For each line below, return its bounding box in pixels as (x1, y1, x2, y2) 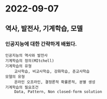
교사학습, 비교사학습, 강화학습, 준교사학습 (14, 68, 90, 74)
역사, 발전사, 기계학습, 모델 (5, 24, 83, 32)
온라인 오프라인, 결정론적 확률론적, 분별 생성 (14, 79, 95, 84)
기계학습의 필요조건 (5, 84, 39, 90)
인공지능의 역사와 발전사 (5, 53, 48, 58)
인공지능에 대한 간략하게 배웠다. (5, 40, 77, 47)
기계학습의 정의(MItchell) (5, 58, 54, 63)
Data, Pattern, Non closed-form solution (14, 89, 102, 94)
